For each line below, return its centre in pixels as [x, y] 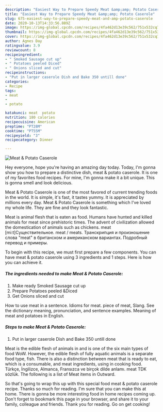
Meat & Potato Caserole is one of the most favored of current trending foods [81, 192]
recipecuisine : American [30, 122]
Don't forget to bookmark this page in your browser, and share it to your [77, 399]
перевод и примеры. [27, 243]
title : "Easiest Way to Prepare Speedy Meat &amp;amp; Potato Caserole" [80, 14]
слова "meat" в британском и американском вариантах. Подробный [76, 238]
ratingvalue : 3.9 [23, 46]
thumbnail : [16, 32]
